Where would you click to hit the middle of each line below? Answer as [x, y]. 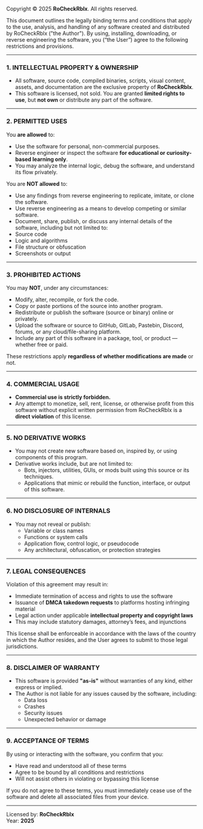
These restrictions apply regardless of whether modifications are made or [100, 356]
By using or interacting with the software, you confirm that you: [85, 754]
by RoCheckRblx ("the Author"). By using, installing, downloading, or [92, 33]
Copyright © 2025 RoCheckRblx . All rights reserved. [72, 9]
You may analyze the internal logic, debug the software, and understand [105, 165]
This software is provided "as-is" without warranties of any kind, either [104, 681]
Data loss [36, 700]
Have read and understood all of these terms [71, 765]
